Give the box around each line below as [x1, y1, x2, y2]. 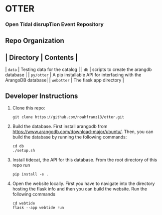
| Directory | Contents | [5, 53, 78, 61]
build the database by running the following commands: [12, 134, 127, 140]
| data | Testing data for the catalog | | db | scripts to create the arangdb [5, 66, 152, 72]
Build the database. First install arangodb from [12, 123, 108, 129]
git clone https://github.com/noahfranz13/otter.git [12, 114, 125, 120]
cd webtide [12, 201, 35, 206]
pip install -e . [12, 172, 49, 177]
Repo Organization [5, 36, 65, 45]
